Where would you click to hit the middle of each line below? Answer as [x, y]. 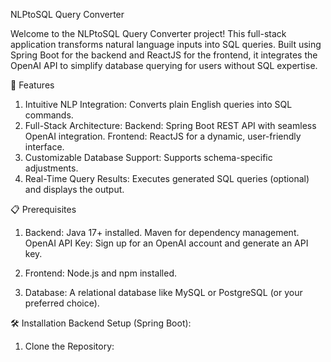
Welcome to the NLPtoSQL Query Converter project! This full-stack [148, 33]
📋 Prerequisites [43, 209]
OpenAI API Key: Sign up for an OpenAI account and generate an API [166, 243]
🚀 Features [32, 85]
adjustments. [51, 168]
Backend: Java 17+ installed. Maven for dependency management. [162, 232]
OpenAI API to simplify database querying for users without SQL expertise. [164, 65]
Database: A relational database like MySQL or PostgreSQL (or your [163, 292]
